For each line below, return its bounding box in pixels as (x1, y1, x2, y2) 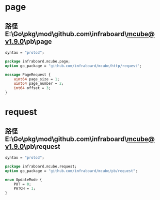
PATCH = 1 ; (14, 186, 36, 191)
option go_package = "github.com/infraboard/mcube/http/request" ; (5, 63, 142, 68)
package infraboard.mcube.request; (5, 164, 77, 169)
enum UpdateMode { (5, 177, 42, 182)
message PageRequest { (5, 72, 51, 77)
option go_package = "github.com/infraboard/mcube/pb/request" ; (5, 169, 138, 173)
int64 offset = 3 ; (14, 86, 51, 91)
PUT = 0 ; (14, 182, 32, 186)
